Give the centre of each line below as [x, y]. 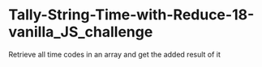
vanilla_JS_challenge [81, 32]
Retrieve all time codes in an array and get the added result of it [115, 54]
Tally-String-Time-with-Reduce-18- [131, 15]
